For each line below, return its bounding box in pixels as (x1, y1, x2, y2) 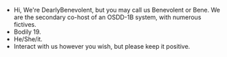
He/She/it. (13, 35, 43, 43)
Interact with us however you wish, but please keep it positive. (13, 43, 191, 50)
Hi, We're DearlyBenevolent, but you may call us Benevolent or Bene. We (13, 6, 220, 14)
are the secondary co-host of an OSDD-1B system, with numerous (13, 13, 202, 21)
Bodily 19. (13, 27, 41, 36)
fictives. (13, 21, 36, 28)
